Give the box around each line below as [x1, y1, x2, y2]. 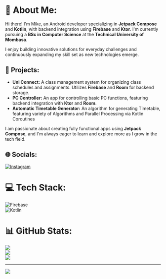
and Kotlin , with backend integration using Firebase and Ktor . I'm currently [5, 26, 159, 32]
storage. [12, 89, 30, 96]
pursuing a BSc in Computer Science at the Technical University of [5, 31, 144, 37]
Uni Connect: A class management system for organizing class [12, 79, 141, 85]
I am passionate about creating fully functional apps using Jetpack [5, 125, 142, 131]
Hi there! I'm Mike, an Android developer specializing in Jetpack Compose [5, 21, 157, 27]
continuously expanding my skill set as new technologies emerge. [5, 52, 139, 57]
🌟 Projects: [5, 66, 40, 74]
